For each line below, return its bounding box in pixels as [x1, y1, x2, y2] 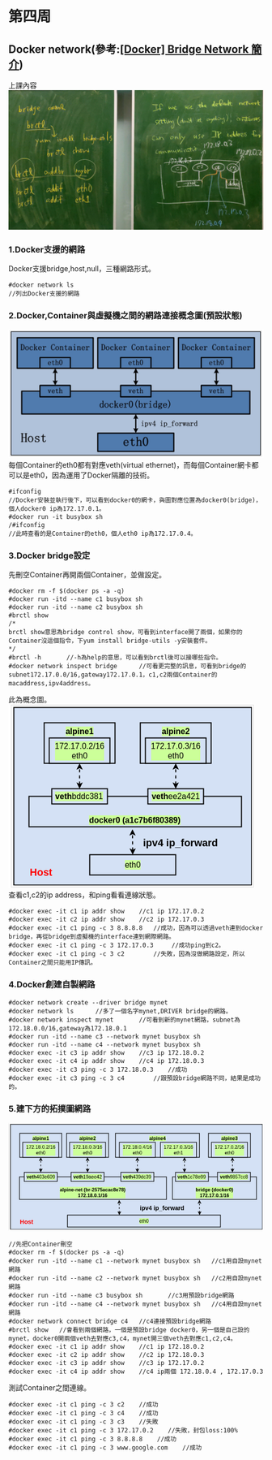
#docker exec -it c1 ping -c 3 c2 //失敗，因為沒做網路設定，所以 [8, 950, 245, 958]
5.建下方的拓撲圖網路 [8, 1104, 91, 1115]
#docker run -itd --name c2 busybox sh [8, 603, 143, 611]
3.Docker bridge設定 [8, 550, 91, 561]
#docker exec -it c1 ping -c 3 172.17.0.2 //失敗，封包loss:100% [8, 1426, 239, 1434]
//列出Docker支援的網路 [8, 289, 80, 297]
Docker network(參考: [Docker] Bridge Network [8, 42, 249, 56]
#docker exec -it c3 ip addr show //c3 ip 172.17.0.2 [8, 1358, 205, 1367]
